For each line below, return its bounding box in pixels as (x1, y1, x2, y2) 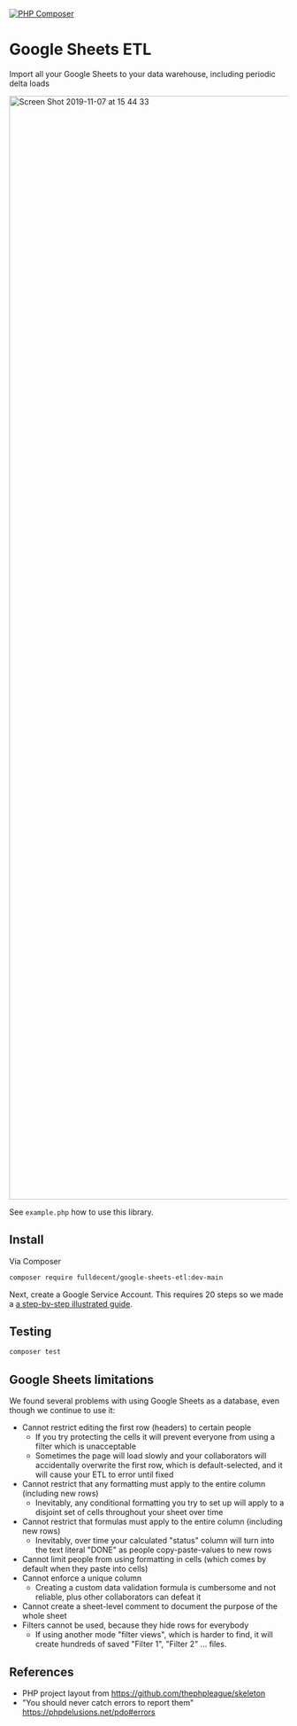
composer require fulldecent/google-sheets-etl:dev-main (9, 1272, 224, 1282)
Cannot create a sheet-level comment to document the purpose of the (21, 1601, 278, 1612)
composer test (9, 1348, 62, 1357)
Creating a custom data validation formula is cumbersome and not (34, 1582, 277, 1593)
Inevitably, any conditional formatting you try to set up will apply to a (34, 1497, 285, 1508)
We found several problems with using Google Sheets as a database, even (9, 1396, 280, 1406)
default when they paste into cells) (21, 1564, 148, 1574)
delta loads (9, 78, 50, 89)
